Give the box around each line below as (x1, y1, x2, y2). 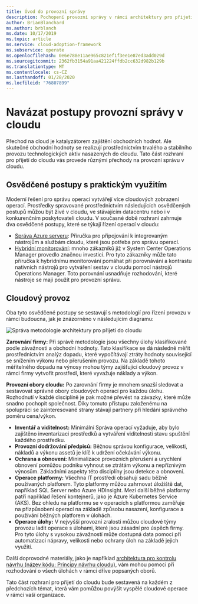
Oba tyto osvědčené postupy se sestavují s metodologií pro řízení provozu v (6, 309, 191, 316)
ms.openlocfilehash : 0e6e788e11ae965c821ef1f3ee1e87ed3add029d (6, 53, 165, 59)
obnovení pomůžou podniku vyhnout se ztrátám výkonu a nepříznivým (14, 462, 186, 469)
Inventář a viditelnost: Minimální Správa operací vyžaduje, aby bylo (14, 424, 180, 431)
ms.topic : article (6, 36, 51, 42)
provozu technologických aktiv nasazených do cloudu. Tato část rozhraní (6, 150, 184, 157)
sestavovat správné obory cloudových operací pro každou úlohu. (6, 387, 164, 394)
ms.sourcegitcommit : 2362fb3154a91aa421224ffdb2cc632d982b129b (6, 58, 165, 64)
